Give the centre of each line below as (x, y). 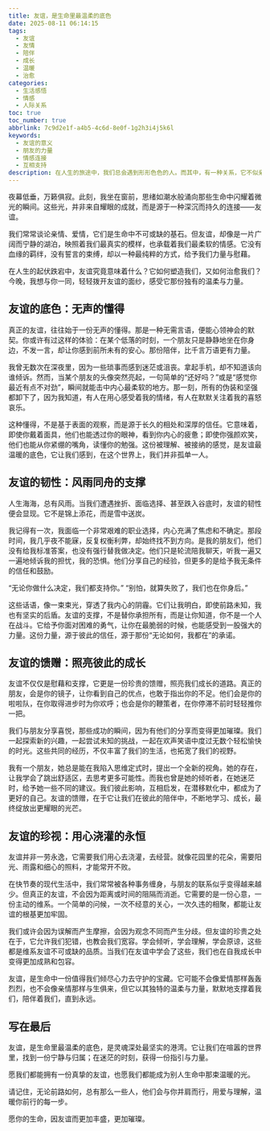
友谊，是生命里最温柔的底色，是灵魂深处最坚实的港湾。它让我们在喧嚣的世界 (135, 1047)
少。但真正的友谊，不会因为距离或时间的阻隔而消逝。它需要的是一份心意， (131, 895)
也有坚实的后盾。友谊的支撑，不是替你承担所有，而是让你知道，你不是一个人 (135, 615)
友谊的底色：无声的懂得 (66, 309)
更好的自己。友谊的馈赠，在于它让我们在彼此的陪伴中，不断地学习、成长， (131, 798)
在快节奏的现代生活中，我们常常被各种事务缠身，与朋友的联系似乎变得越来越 (135, 884)
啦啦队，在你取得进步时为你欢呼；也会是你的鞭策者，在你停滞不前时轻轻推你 (135, 704)
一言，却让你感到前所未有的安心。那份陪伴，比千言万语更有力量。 (145, 350)
